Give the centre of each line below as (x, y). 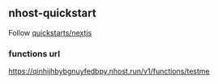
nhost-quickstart (52, 13)
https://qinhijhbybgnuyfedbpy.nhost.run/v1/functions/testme (109, 71)
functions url (34, 53)
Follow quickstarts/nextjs (50, 32)
